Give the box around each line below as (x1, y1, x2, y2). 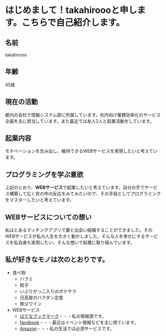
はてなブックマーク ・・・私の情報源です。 (19, 313, 107, 319)
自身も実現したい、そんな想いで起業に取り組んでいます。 (18, 239, 135, 245)
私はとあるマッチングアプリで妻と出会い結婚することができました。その (5, 227, 153, 233)
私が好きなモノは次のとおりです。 (5, 255, 109, 264)
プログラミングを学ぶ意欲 (5, 170, 83, 179)
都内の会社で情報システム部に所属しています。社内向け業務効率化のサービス (5, 112, 161, 117)
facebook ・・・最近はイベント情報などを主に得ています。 (19, 319, 139, 325)
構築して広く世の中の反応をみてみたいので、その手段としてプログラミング (9, 191, 161, 197)
